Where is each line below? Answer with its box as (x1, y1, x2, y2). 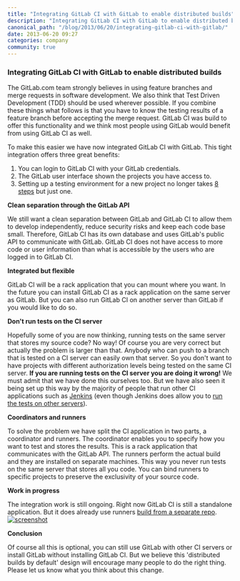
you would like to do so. (7, 303, 77, 312)
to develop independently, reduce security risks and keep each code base (7, 222, 226, 231)
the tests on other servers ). (7, 399, 88, 408)
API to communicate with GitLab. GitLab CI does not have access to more (7, 237, 224, 247)
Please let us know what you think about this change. (7, 566, 164, 575)
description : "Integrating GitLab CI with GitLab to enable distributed (7, 17, 229, 24)
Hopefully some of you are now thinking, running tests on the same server (7, 331, 226, 339)
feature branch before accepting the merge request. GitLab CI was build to (7, 114, 227, 122)
